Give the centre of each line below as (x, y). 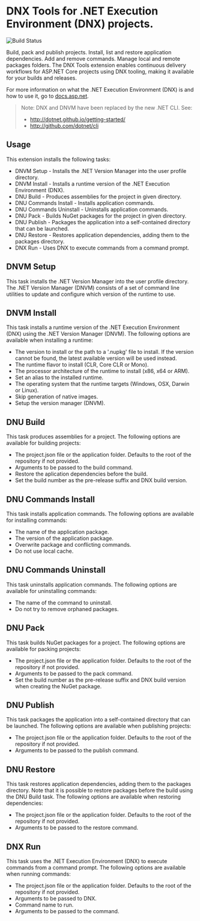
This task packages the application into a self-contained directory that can (98, 720)
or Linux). (27, 391)
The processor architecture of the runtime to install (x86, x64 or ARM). (102, 371)
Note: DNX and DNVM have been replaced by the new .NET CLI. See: (107, 107)
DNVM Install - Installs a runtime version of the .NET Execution (92, 184)
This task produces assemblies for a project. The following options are (93, 437)
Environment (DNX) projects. (80, 24)
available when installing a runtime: (50, 340)
